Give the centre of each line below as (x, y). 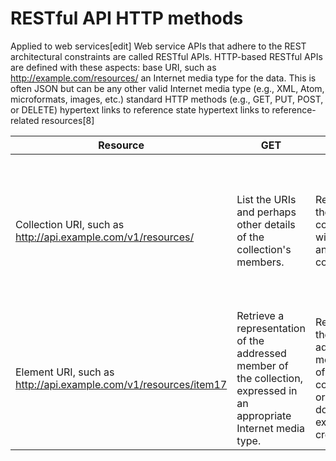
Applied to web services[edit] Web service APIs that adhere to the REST (158, 46)
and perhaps (266, 212)
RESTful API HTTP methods (127, 18)
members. (260, 262)
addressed (261, 353)
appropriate (264, 415)
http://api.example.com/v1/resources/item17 (121, 384)
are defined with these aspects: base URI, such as (113, 67)
